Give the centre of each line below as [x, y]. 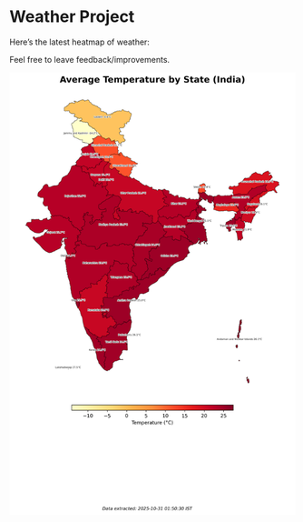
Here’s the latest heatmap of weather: [79, 42]
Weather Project [72, 17]
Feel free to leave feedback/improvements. [90, 59]
